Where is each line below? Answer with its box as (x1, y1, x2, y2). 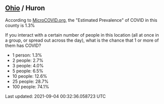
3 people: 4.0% (12, 62, 44, 68)
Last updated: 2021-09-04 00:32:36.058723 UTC (5, 93, 106, 99)
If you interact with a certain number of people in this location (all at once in (5, 32, 159, 38)
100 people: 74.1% (12, 84, 49, 90)
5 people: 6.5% (12, 68, 43, 74)
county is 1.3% (5, 22, 36, 28)
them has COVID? (5, 42, 41, 49)
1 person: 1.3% (12, 52, 42, 58)
